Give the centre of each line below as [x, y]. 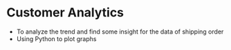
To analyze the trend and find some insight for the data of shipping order [120, 32]
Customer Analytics [65, 13]
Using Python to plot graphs [56, 38]
